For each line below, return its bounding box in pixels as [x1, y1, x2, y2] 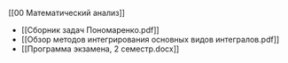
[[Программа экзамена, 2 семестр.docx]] [20, 43, 180, 54]
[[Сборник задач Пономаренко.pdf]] [20, 25, 160, 35]
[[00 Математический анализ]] [8, 8, 126, 18]
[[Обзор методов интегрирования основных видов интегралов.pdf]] [20, 35, 280, 44]
